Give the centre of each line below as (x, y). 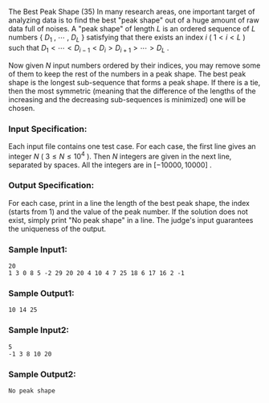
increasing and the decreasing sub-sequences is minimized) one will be (127, 99)
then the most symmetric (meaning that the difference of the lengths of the (132, 91)
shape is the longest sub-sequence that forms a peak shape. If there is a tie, (134, 82)
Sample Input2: (39, 331)
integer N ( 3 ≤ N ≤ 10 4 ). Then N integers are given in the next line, (120, 155)
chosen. (22, 108)
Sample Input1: (38, 249)
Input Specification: (48, 129)
